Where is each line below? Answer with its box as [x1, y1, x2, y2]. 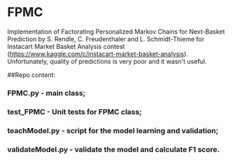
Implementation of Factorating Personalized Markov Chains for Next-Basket [7, 27, 225, 36]
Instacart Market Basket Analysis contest [7, 42, 125, 50]
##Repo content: [7, 71, 56, 79]
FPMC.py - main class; [7, 88, 86, 98]
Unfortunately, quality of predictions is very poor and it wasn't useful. [7, 57, 208, 65]
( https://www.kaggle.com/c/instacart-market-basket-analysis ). [7, 50, 189, 58]
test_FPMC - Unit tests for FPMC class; [7, 106, 142, 116]
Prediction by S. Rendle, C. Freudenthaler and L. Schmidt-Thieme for [7, 34, 205, 43]
